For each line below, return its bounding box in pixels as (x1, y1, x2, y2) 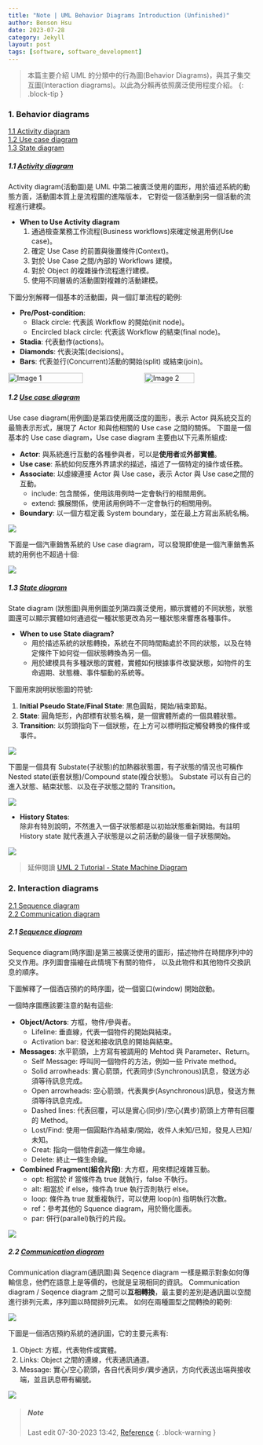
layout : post (8, 41, 51, 49)
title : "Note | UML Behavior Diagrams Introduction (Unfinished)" (8, 11, 230, 20)
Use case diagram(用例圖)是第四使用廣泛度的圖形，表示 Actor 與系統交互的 (8, 413, 252, 423)
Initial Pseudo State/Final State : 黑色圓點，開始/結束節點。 (19, 701, 212, 711)
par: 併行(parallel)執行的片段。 (31, 1214, 130, 1224)
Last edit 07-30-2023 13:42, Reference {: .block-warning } (27, 1428, 217, 1437)
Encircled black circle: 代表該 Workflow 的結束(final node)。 (31, 327, 225, 337)
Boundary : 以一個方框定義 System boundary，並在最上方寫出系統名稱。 (19, 508, 254, 518)
